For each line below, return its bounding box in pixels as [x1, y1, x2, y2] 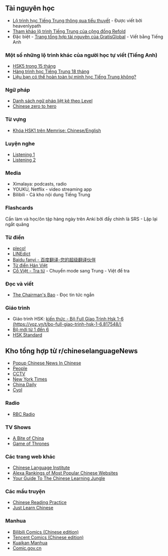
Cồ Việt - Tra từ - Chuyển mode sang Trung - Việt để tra [12, 267, 130, 273]
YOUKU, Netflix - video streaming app [12, 187, 92, 193]
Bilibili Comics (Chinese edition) [12, 529, 79, 535]
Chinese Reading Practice [12, 499, 67, 505]
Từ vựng [5, 116, 26, 123]
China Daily [12, 382, 37, 388]
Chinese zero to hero [12, 103, 57, 109]
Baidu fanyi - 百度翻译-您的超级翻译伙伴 [12, 256, 96, 262]
